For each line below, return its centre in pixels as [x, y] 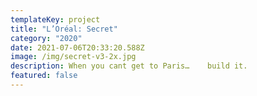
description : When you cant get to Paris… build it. [129, 66]
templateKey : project [55, 19]
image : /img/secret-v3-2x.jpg [73, 57]
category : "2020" [46, 38]
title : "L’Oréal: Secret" [64, 29]
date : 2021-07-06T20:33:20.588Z [77, 47]
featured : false [44, 76]
